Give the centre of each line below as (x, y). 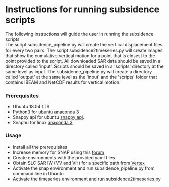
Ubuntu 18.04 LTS (31, 107)
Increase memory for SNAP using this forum (58, 152)
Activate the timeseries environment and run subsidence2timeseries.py (87, 179)
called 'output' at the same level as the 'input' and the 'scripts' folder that (81, 77)
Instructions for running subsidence (82, 9)
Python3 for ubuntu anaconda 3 (46, 112)
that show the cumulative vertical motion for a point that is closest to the (80, 55)
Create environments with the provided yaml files (64, 157)
